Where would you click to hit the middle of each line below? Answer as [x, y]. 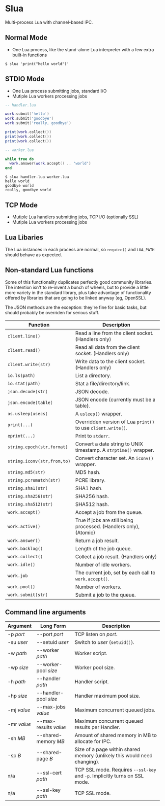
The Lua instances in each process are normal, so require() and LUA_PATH [80, 249]
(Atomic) [85, 533]
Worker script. [91, 653]
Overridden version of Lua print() [115, 422]
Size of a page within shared [107, 749]
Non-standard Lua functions [50, 270]
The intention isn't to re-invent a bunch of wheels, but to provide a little [77, 287]
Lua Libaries [24, 238]
